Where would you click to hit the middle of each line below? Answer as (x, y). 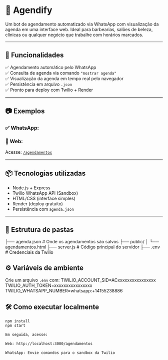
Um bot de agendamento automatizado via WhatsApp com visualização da (82, 24)
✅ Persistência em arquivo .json (39, 84)
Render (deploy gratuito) (38, 204)
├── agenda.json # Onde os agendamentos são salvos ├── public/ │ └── (82, 241)
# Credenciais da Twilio (29, 252)
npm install (17, 321)
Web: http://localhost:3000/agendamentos (49, 344)
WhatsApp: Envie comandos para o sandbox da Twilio (60, 353)
